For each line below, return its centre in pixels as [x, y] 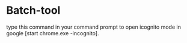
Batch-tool [33, 10]
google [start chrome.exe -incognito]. [53, 33]
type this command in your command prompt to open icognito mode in [94, 27]
